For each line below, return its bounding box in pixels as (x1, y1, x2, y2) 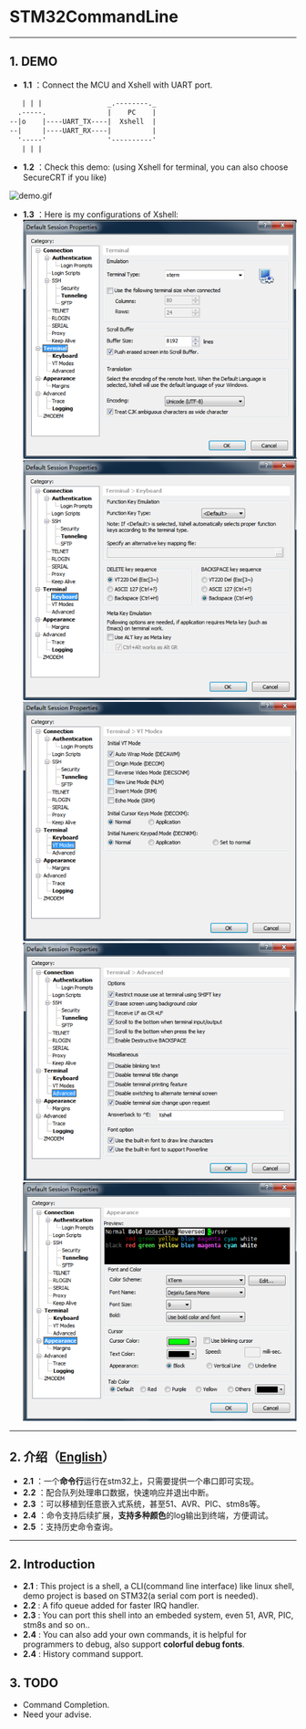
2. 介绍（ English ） (9, 1450, 115, 1465)
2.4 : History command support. (22, 1649, 144, 1660)
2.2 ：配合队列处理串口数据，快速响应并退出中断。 (22, 1486, 214, 1498)
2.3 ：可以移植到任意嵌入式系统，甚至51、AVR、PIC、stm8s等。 (22, 1498, 266, 1509)
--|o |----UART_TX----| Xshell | (9, 117, 157, 126)
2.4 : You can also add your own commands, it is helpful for (22, 1629, 248, 1640)
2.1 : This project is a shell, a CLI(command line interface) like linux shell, (22, 1581, 294, 1592)
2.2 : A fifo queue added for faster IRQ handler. (22, 1600, 200, 1611)
